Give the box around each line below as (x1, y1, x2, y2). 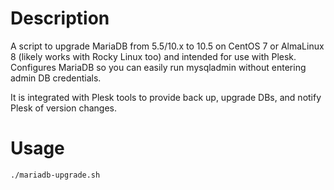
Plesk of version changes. (10, 102, 118, 114)
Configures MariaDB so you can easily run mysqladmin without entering (10, 61, 307, 73)
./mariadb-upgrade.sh (10, 170, 101, 180)
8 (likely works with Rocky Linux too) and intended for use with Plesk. (10, 50, 297, 62)
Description (10, 7, 110, 30)
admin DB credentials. (10, 72, 102, 84)
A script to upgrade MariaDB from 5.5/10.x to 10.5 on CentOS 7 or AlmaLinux (10, 40, 325, 52)
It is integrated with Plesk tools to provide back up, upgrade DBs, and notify (10, 91, 322, 103)
